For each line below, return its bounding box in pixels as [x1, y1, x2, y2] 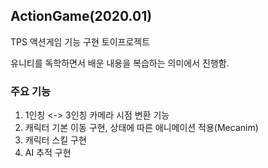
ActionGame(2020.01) [10, 8, 153, 25]
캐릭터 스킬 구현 [24, 134, 87, 146]
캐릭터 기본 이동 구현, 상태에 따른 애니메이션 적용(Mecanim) [24, 122, 259, 134]
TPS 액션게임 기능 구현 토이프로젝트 [10, 35, 151, 48]
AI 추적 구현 [24, 147, 72, 159]
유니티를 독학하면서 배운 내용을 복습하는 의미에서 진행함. [10, 57, 230, 69]
